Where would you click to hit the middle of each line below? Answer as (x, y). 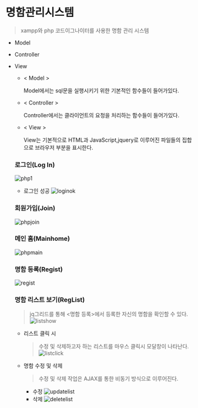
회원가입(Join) (35, 209)
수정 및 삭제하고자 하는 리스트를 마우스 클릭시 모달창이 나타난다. (114, 347)
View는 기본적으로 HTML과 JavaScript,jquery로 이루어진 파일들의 (102, 140)
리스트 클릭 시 (40, 334)
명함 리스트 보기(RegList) (50, 300)
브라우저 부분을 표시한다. (64, 147)
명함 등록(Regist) (38, 269)
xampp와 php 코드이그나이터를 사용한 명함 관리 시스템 (85, 30)
